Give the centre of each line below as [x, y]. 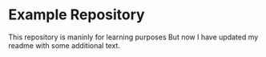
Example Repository [77, 15]
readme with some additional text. [64, 45]
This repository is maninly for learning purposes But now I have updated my [133, 37]
